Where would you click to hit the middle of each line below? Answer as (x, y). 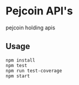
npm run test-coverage (34, 71)
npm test (16, 65)
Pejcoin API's (39, 11)
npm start (18, 76)
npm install (20, 60)
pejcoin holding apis (31, 28)
